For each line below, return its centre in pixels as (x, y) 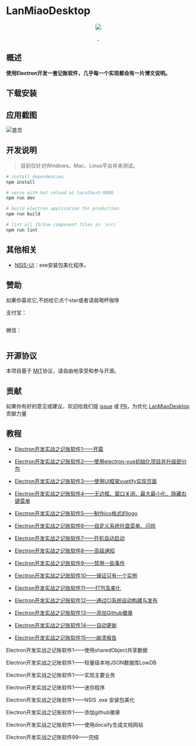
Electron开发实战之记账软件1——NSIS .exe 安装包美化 (71, 700)
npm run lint (22, 230)
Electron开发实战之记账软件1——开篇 (59, 449)
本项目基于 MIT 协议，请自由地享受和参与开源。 (63, 371)
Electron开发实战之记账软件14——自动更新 (66, 625)
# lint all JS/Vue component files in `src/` (62, 225)
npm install (20, 182)
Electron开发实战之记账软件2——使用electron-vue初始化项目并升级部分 (101, 461)
